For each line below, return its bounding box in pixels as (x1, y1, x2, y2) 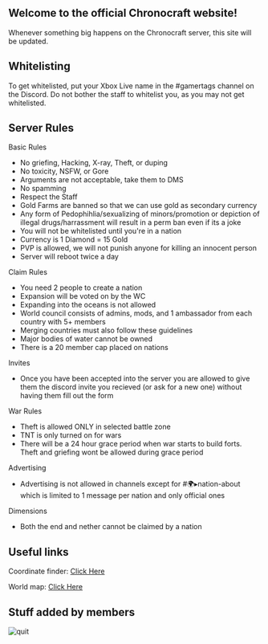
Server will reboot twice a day (19, 252, 119, 262)
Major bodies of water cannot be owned (19, 334, 153, 344)
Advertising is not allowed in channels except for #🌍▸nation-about (19, 479, 241, 489)
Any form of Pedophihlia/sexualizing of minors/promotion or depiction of (19, 209, 260, 219)
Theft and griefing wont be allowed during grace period (19, 447, 204, 457)
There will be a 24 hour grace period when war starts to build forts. (19, 439, 242, 449)
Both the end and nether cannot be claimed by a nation (19, 522, 202, 532)
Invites (8, 358, 30, 368)
